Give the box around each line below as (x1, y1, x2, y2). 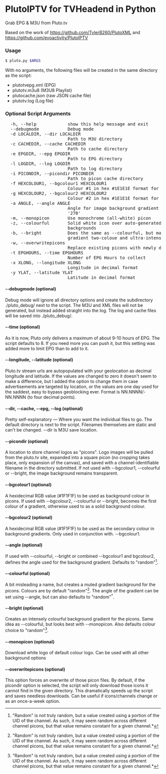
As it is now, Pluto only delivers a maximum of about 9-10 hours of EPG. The (5, 335, 160, 341)
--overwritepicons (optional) (5, 666, 66, 672)
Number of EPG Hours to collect (67, 255, 146, 261)
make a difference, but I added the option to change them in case (5, 379, 138, 385)
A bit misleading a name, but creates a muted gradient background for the (5, 581, 156, 587)
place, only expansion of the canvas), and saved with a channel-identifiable (5, 460, 159, 466)
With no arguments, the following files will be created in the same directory (5, 67, 158, 73)
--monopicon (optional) (5, 638, 55, 644)
